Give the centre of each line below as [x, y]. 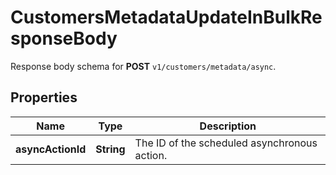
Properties [44, 97]
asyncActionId [51, 149]
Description [228, 126]
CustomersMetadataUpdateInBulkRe [166, 17]
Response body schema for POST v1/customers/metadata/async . [143, 66]
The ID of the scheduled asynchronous [226, 143]
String [110, 149]
